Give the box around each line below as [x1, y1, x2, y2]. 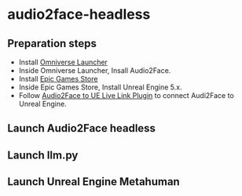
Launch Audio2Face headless [7, 122, 156, 135]
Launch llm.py [7, 148, 79, 162]
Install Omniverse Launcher [18, 57, 108, 67]
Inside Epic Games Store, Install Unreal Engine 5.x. [18, 82, 182, 92]
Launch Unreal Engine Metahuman [7, 175, 180, 189]
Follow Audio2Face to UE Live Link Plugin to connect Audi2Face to [18, 91, 235, 100]
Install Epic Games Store [18, 74, 98, 83]
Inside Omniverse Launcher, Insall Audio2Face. [18, 66, 171, 75]
